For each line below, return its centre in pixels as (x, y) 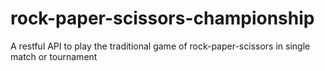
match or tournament (54, 56)
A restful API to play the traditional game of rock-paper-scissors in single (160, 46)
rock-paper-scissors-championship (162, 18)
